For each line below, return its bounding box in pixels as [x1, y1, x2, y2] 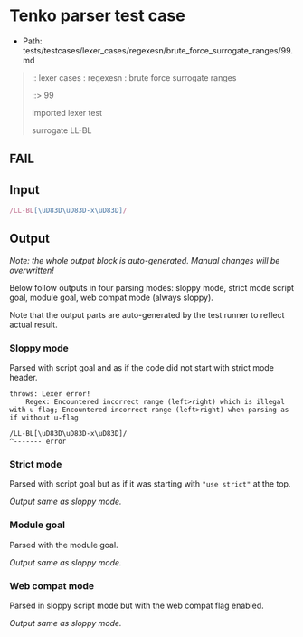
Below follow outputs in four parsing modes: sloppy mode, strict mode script [9, 282, 295, 293]
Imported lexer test [31, 107, 102, 118]
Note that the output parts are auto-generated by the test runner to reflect [9, 309, 285, 320]
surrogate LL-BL [31, 124, 92, 136]
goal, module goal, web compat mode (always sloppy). [9, 292, 214, 303]
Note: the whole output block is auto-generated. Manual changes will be [9, 255, 280, 265]
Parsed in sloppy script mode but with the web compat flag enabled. [9, 600, 264, 612]
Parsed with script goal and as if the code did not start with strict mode [9, 362, 274, 373]
